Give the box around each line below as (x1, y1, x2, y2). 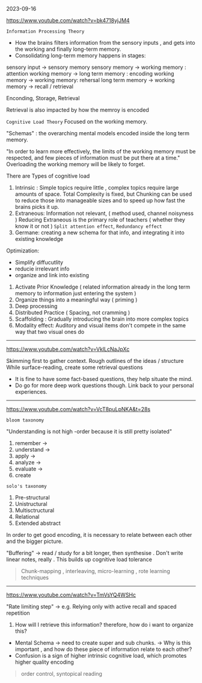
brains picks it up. (14, 204, 60, 210)
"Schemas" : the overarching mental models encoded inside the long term (6, 130, 190, 136)
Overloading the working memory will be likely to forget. (6, 161, 145, 168)
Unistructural (14, 501, 47, 507)
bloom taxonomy (6, 417, 44, 423)
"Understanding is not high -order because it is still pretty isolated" (6, 428, 173, 435)
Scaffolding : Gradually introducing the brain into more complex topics (14, 315, 189, 322)
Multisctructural (14, 507, 55, 514)
